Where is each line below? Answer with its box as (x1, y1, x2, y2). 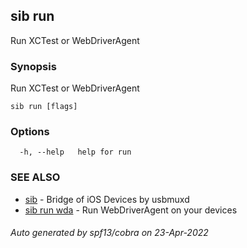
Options (10, 125, 50, 139)
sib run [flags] (10, 102, 78, 112)
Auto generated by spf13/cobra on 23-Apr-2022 (10, 227, 209, 239)
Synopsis (10, 59, 57, 73)
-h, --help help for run (19, 147, 132, 158)
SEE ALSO (10, 170, 61, 184)
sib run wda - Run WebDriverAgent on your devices (24, 204, 238, 216)
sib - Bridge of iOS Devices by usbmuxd (24, 193, 190, 205)
